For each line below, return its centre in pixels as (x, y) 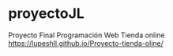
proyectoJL (46, 14)
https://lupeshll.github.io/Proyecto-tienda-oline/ (86, 43)
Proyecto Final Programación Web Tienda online (86, 35)
